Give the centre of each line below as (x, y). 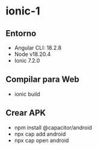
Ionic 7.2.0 (27, 61)
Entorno (21, 33)
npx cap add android (40, 134)
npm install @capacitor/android (53, 127)
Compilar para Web (42, 80)
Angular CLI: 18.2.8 (38, 48)
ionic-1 (23, 11)
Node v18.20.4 (32, 54)
